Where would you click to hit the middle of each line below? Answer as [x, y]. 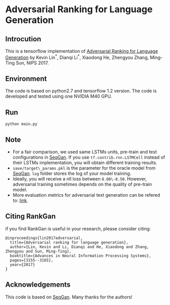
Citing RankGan [31, 216]
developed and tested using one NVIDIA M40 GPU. [59, 96]
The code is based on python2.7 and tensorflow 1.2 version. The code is [81, 91]
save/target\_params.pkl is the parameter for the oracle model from [84, 168]
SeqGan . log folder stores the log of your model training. [72, 173]
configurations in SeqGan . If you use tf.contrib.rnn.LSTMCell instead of [89, 157]
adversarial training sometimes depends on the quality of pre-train [82, 185]
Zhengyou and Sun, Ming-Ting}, [38, 251]
